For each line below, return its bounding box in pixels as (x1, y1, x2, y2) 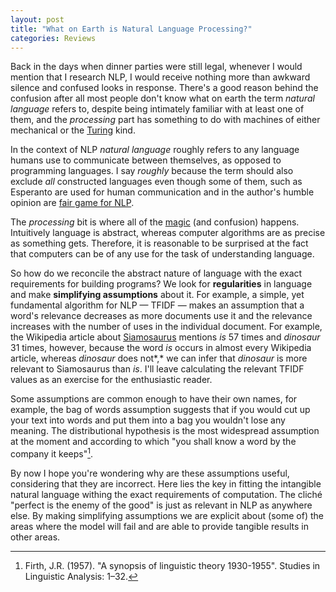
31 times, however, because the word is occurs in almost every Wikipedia (10, 342, 312, 354)
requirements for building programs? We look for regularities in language (10, 278, 313, 290)
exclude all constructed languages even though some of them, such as (10, 176, 303, 188)
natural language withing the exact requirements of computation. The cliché (10, 489, 323, 501)
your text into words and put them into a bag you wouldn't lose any (10, 414, 286, 426)
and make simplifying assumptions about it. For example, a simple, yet (10, 289, 305, 301)
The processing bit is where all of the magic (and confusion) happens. (10, 216, 300, 228)
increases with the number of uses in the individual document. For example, (10, 321, 323, 333)
